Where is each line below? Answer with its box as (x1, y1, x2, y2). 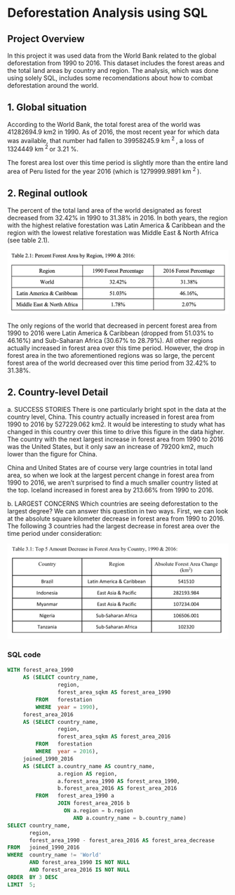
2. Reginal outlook (7, 187, 88, 199)
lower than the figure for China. (7, 450, 98, 458)
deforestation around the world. (7, 81, 99, 89)
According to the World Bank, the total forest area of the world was (7, 120, 201, 128)
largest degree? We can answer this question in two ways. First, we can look (7, 506, 229, 515)
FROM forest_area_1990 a (35, 793, 114, 800)
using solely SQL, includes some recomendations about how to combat (7, 74, 213, 82)
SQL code (7, 650, 41, 660)
